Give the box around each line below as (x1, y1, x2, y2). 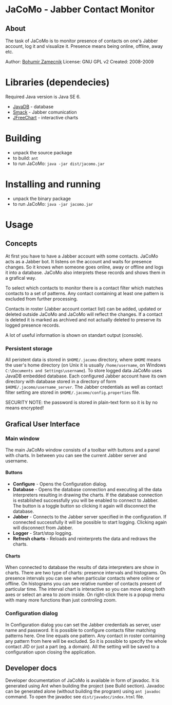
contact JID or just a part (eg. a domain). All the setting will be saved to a (5, 643, 159, 649)
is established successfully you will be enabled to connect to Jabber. (12, 497, 159, 503)
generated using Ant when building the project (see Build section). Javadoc (5, 683, 165, 689)
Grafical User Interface (5, 420, 80, 428)
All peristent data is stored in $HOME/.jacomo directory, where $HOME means (5, 356, 161, 363)
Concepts (5, 239, 37, 248)
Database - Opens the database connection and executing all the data (12, 486, 162, 492)
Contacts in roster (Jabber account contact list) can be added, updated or (5, 305, 162, 312)
